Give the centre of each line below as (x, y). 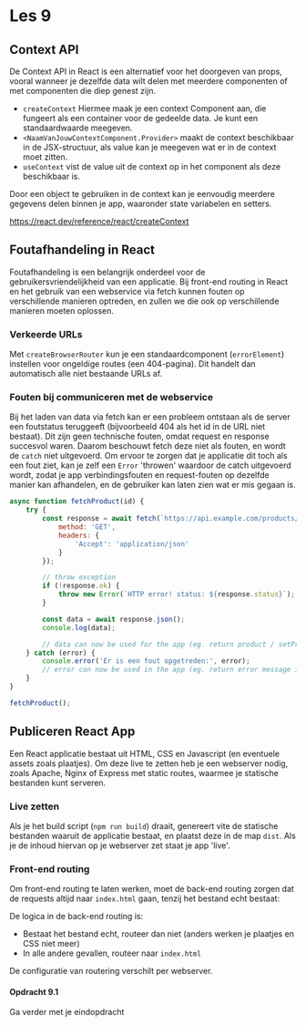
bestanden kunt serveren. (58, 782)
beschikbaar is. (51, 176)
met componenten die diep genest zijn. (83, 91)
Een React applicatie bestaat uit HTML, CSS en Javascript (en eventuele (145, 753)
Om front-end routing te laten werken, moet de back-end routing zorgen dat (152, 889)
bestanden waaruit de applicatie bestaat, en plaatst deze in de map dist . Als (153, 835)
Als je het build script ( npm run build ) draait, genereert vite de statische (144, 825)
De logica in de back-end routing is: (76, 917)
